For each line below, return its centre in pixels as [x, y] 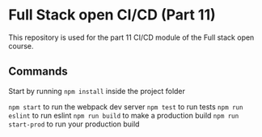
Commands [38, 72]
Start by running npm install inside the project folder [97, 91]
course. [21, 45]
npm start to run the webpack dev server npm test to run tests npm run [126, 106]
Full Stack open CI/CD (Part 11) [112, 15]
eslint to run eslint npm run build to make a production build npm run [124, 115]
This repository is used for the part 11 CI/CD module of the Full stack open [131, 37]
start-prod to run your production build [74, 124]
